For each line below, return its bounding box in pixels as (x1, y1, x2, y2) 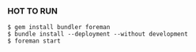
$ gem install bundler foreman (7, 24, 111, 32)
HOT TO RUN (7, 6, 58, 17)
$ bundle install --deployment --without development (7, 30, 189, 39)
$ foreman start (7, 37, 61, 45)
